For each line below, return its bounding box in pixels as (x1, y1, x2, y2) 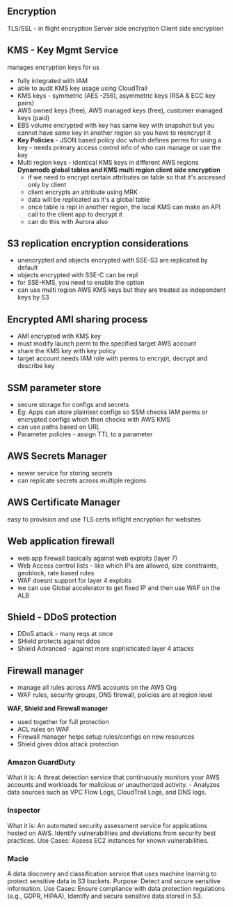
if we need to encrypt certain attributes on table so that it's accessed (27, 172, 226, 181)
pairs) (17, 98, 35, 107)
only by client (27, 180, 67, 189)
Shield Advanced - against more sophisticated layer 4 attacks (17, 644, 194, 653)
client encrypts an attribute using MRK (27, 188, 138, 196)
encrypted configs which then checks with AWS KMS (17, 415, 170, 424)
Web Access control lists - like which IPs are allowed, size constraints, (17, 561, 219, 570)
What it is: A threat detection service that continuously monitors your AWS (7, 773, 220, 781)
